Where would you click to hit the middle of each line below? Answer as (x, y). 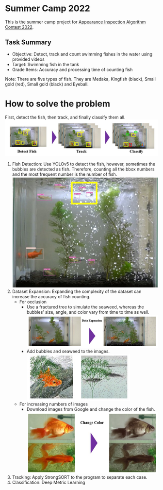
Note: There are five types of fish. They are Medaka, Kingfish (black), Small (81, 79)
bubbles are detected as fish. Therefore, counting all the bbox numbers (83, 169)
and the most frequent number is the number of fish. (65, 174)
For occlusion (33, 302)
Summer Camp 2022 (48, 8)
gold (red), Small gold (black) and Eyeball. (47, 84)
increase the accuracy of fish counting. (51, 297)
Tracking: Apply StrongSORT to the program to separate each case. (80, 477)
